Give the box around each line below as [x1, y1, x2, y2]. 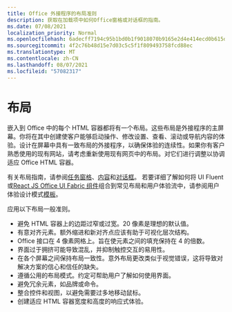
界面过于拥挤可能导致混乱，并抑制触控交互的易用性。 [17, 246, 169, 254]
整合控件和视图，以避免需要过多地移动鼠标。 [17, 289, 145, 297]
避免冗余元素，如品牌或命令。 [17, 280, 102, 289]
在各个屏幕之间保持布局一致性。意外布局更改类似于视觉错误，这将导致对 [17, 254, 223, 262]
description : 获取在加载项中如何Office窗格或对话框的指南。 [7, 17, 164, 23]
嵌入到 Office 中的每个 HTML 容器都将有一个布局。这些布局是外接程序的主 [7, 124, 218, 132]
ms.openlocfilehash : [7, 36, 67, 43]
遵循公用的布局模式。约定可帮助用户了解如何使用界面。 [17, 271, 175, 280]
